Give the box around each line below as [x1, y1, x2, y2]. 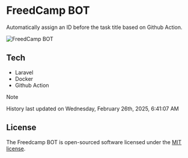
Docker [14, 75, 34, 82]
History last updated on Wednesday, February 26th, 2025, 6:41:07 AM [6, 105, 179, 112]
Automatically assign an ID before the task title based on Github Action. [6, 24, 183, 31]
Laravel [14, 69, 34, 76]
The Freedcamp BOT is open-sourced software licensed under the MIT [6, 138, 182, 145]
